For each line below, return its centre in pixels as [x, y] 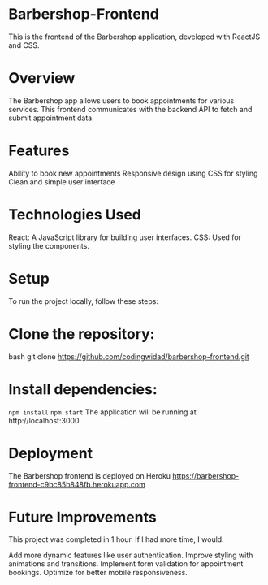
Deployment [51, 453]
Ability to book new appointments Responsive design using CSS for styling [133, 173]
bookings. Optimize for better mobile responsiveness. [98, 573]
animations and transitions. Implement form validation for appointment [126, 564]
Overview [42, 78]
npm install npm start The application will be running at [102, 412]
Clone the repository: [82, 334]
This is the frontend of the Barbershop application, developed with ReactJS [134, 37]
